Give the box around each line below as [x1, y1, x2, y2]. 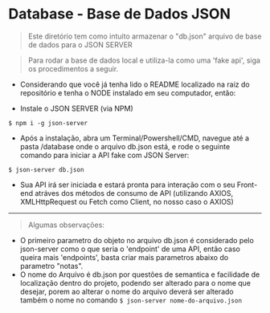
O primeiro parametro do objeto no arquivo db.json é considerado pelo [19, 235, 255, 245]
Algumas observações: [27, 220, 104, 230]
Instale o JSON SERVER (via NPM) [19, 104, 134, 113]
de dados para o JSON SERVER [27, 39, 133, 49]
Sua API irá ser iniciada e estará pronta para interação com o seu [19, 180, 235, 189]
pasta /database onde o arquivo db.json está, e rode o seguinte [19, 141, 231, 151]
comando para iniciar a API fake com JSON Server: [19, 150, 190, 160]
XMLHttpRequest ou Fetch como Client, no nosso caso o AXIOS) [19, 197, 235, 206]
